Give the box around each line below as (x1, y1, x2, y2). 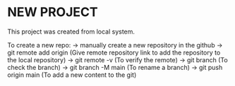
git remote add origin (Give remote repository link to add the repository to (7, 48, 221, 57)
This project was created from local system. (7, 27, 135, 36)
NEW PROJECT (7, 4, 98, 20)
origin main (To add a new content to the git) (7, 71, 137, 79)
